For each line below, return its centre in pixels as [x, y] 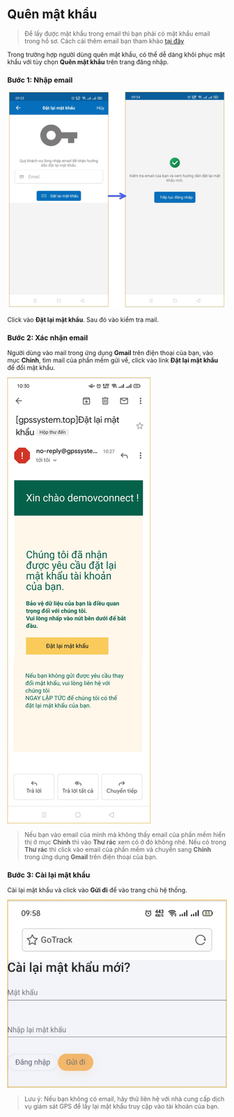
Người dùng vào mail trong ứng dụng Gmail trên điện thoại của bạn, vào [110, 353]
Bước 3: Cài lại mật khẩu [49, 875]
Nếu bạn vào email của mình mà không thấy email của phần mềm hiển [125, 835]
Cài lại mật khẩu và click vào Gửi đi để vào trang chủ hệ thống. [97, 890]
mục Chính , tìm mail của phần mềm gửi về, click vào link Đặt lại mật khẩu [113, 360]
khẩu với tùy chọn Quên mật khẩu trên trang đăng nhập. [88, 61]
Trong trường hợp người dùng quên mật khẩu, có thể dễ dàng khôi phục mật [116, 54]
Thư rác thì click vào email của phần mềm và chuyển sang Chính [117, 850]
